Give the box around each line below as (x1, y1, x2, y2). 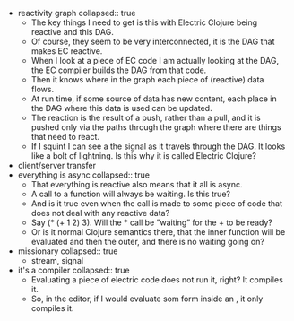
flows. (30, 84, 55, 94)
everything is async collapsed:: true (17, 169, 151, 180)
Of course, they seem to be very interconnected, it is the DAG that (30, 36, 275, 47)
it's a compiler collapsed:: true (17, 265, 130, 275)
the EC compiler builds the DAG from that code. (30, 65, 207, 75)
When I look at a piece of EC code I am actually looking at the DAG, (30, 56, 280, 65)
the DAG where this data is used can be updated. (30, 103, 212, 113)
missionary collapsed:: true (17, 246, 118, 256)
